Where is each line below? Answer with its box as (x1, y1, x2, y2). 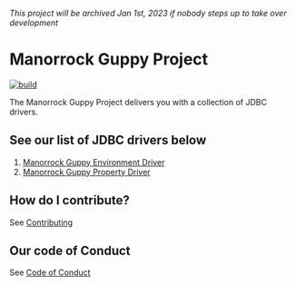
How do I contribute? (9, 192, 130, 208)
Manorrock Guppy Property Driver (22, 166, 152, 177)
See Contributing (9, 217, 74, 228)
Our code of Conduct (9, 242, 131, 258)
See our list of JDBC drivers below (9, 133, 207, 148)
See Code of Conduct (9, 267, 91, 278)
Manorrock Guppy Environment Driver (22, 156, 165, 167)
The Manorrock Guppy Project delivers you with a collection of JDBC (9, 96, 268, 107)
